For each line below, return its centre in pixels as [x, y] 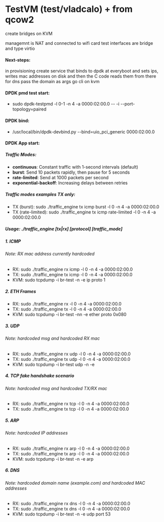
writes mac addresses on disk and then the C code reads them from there [81, 76]
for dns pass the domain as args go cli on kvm [52, 82]
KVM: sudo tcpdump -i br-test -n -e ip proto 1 [59, 280]
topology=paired [29, 109]
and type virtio [20, 48]
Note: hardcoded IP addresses [37, 433]
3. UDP [12, 326]
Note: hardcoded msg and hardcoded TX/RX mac [56, 388]
